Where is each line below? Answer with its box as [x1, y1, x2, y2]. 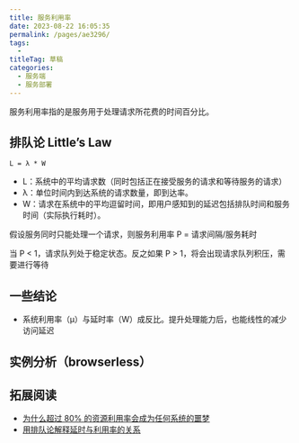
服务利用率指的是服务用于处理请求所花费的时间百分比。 [9, 105, 214, 117]
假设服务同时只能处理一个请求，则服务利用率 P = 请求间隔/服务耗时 [9, 229, 258, 240]
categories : [9, 64, 54, 73]
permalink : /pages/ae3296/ [9, 30, 110, 39]
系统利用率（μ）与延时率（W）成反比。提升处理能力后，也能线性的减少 [22, 314, 287, 325]
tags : [9, 38, 30, 48]
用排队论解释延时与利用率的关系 [22, 424, 141, 435]
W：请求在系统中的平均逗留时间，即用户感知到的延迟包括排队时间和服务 [22, 199, 290, 210]
